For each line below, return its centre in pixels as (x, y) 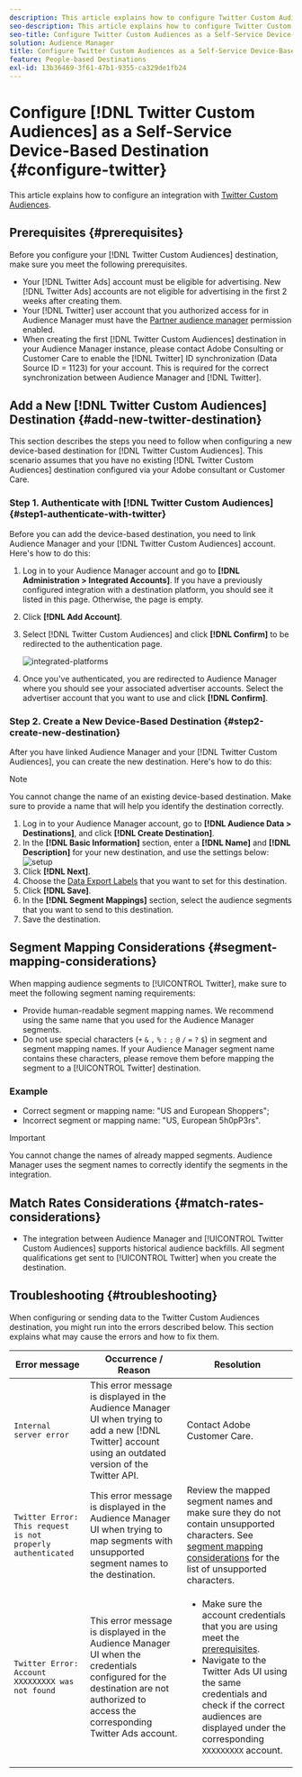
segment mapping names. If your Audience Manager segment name (148, 1048)
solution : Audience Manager (62, 43)
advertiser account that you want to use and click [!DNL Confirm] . (145, 697)
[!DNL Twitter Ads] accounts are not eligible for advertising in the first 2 (155, 291)
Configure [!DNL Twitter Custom (132, 113)
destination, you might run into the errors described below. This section (142, 1326)
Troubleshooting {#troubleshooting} (114, 1295)
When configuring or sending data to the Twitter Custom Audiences (135, 1317)
